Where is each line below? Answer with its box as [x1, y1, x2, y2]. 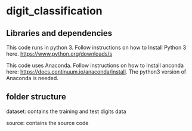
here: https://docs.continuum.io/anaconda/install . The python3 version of [6, 68, 187, 75]
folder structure [6, 92, 67, 102]
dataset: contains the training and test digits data [6, 108, 126, 115]
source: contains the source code [6, 119, 89, 126]
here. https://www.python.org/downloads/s [6, 50, 113, 57]
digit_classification [6, 4, 103, 18]
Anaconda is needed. [6, 75, 58, 81]
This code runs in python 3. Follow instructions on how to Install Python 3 [6, 44, 187, 51]
